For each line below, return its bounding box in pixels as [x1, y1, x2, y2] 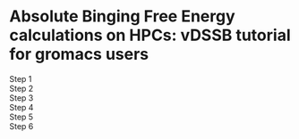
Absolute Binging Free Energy [9, 6, 235, 27]
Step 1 [9, 73, 32, 84]
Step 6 [9, 120, 34, 131]
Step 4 [9, 102, 34, 112]
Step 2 [9, 83, 34, 94]
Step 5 [9, 111, 34, 122]
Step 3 [9, 92, 34, 103]
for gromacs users [9, 45, 149, 64]
